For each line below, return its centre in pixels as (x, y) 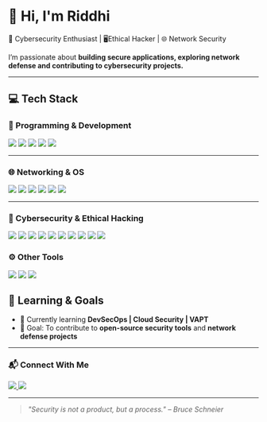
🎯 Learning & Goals (56, 300)
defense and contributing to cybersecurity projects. (96, 65)
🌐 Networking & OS (46, 172)
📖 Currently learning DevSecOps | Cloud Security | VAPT (114, 319)
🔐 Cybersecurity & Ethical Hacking (76, 218)
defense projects (48, 336)
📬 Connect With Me (48, 365)
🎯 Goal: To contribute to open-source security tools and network (128, 328)
